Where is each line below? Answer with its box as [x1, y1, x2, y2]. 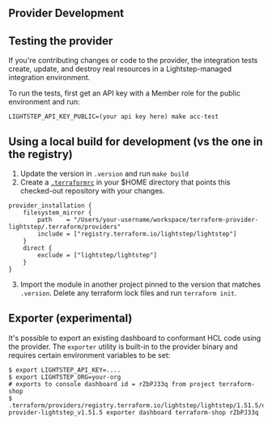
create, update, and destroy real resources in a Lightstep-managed [8, 64, 232, 74]
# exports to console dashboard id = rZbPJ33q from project [8, 380, 216, 388]
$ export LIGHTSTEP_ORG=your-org [8, 372, 121, 381]
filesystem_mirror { [23, 209, 92, 217]
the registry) [8, 147, 73, 161]
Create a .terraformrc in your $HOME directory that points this [19, 177, 231, 187]
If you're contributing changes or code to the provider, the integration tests [8, 56, 258, 66]
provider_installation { [8, 202, 92, 210]
